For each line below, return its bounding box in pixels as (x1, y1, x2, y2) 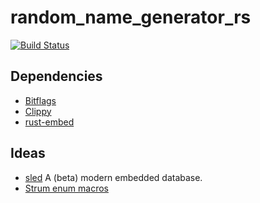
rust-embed (24, 116, 75, 128)
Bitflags (24, 94, 57, 106)
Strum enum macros (24, 182, 109, 194)
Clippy (24, 105, 52, 117)
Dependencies (10, 68, 103, 85)
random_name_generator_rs (10, 6, 252, 29)
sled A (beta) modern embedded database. (24, 171, 203, 183)
